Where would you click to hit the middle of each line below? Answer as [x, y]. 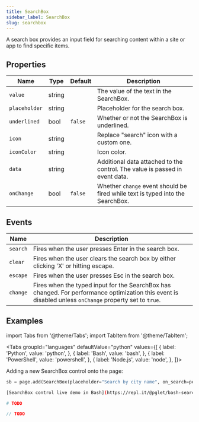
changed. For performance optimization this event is [106, 293]
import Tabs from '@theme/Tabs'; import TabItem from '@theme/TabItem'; [97, 335]
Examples [25, 321]
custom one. [114, 142]
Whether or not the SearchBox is [142, 118]
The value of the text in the [134, 91]
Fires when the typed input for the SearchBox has [102, 285]
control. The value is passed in [139, 169]
